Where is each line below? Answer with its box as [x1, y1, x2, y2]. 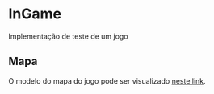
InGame [8, 5, 62, 23]
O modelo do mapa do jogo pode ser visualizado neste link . [8, 76, 206, 85]
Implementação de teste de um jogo [8, 31, 128, 41]
